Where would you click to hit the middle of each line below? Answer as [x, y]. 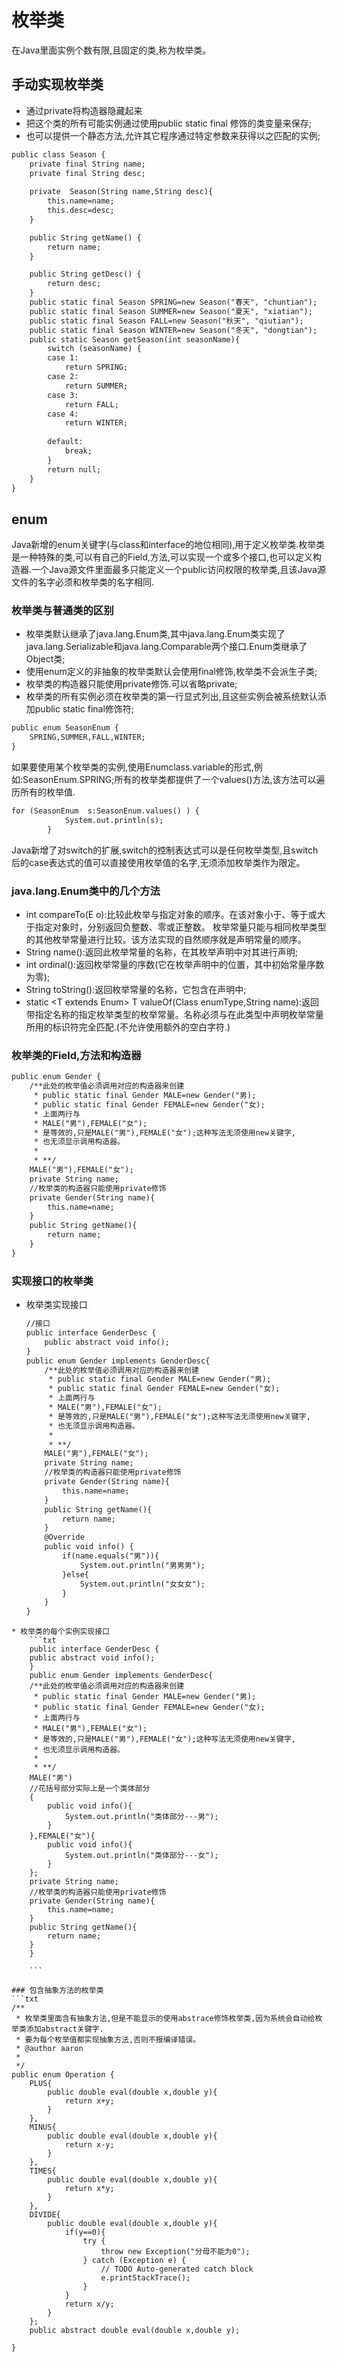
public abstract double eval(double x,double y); [135, 2331]
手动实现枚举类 [57, 84]
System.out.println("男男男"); [142, 1565]
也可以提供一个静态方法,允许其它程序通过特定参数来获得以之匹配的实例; [173, 135]
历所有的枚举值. [43, 792]
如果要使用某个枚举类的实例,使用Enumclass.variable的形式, [132, 767]
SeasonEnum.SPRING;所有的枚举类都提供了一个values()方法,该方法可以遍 [174, 780]
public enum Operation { [63, 2075]
